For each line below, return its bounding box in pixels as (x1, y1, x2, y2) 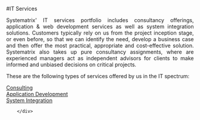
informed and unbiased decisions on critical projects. (6, 61, 137, 68)
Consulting (6, 84, 33, 91)
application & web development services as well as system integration (6, 23, 194, 30)
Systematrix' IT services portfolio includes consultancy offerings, (6, 17, 194, 23)
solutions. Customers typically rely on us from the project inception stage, (6, 29, 194, 36)
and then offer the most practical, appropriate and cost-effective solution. (6, 42, 194, 49)
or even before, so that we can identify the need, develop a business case (6, 36, 194, 42)
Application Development (6, 91, 68, 97)
